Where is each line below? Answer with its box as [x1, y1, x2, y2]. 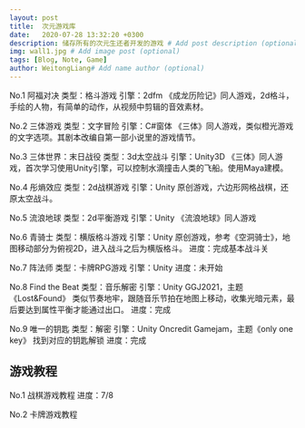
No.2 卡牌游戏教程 [9, 409, 78, 420]
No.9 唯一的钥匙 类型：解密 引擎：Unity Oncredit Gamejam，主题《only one [9, 323, 293, 334]
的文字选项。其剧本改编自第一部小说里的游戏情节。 [9, 131, 201, 142]
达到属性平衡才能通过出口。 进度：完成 [25, 304, 171, 315]
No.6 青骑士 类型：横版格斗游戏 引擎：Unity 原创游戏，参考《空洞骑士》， [9, 231, 283, 242]
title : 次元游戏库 [9, 22, 76, 31]
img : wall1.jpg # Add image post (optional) [9, 47, 181, 56]
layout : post [9, 13, 59, 23]
